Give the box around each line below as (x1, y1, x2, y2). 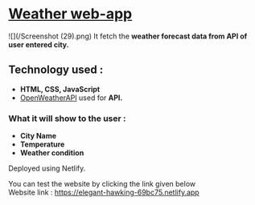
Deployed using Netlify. (8, 163, 86, 173)
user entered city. (8, 39, 70, 49)
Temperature (19, 139, 65, 149)
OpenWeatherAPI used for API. (19, 93, 123, 102)
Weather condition (19, 148, 84, 158)
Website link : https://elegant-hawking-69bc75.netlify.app (8, 187, 199, 197)
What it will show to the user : (8, 113, 126, 124)
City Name (19, 131, 57, 141)
